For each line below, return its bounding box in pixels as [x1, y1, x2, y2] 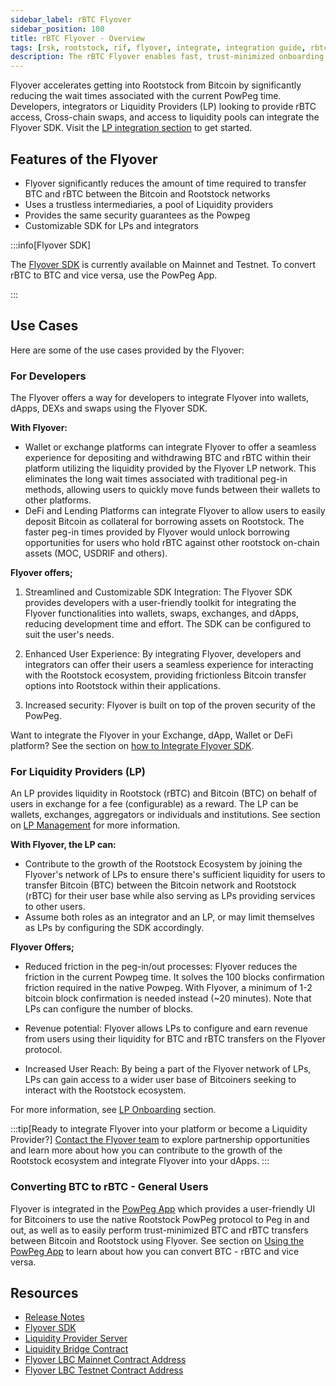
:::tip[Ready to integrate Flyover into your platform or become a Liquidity [10, 1123, 308, 1135]
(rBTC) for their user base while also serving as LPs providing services [24, 890, 316, 902]
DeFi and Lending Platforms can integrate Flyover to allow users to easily [24, 505, 326, 517]
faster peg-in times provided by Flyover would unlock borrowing [24, 526, 290, 538]
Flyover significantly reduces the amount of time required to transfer [24, 177, 307, 189]
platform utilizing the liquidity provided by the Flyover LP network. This [24, 462, 317, 475]
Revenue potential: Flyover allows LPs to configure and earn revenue [24, 1022, 309, 1035]
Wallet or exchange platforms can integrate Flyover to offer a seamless [24, 441, 317, 453]
